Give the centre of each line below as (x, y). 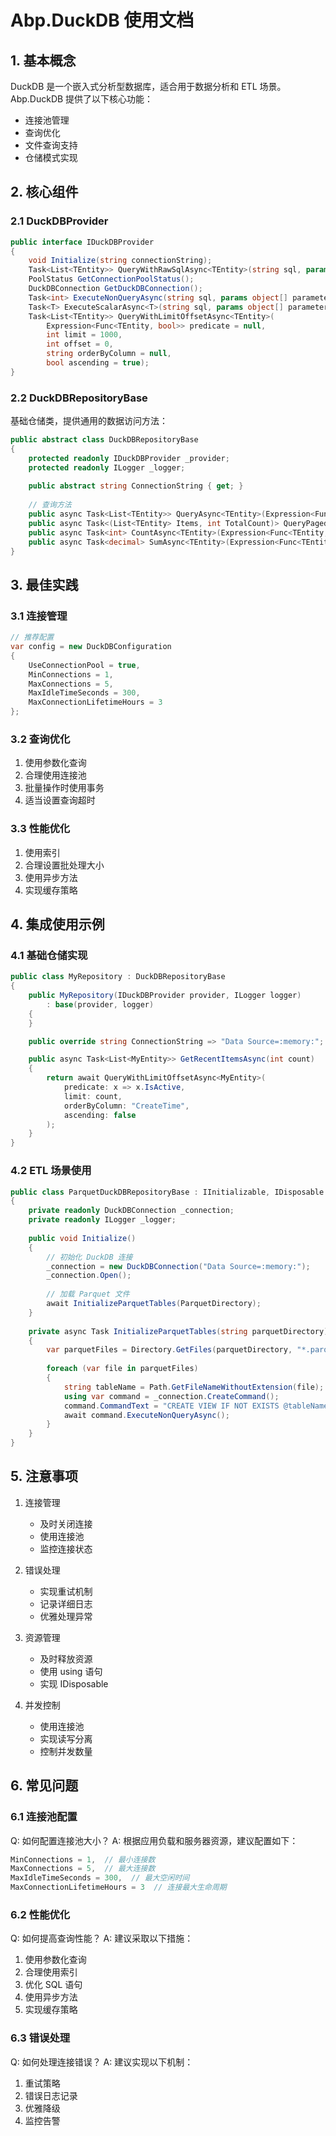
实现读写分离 (66, 1738)
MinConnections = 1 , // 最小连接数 (83, 1859)
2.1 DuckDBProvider (59, 221)
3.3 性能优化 (40, 829)
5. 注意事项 (44, 1476)
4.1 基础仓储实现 (49, 955)
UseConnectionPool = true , (84, 665)
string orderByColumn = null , (109, 354)
